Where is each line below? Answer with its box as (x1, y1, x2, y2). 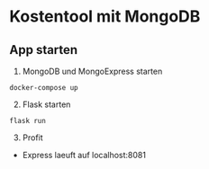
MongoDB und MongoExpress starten (22, 66, 163, 76)
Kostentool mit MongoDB (9, 6, 201, 27)
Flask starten (22, 99, 71, 110)
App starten (9, 42, 78, 58)
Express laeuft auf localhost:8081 (22, 150, 147, 160)
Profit (22, 132, 43, 143)
